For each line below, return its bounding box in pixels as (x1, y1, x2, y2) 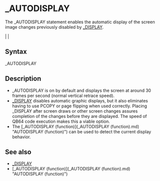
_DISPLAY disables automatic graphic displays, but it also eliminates (12, 98, 148, 103)
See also (5, 148, 32, 156)
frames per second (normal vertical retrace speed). (12, 93, 115, 99)
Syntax (5, 48, 27, 56)
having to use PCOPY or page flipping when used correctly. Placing (12, 103, 147, 109)
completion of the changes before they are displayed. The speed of (12, 113, 147, 119)
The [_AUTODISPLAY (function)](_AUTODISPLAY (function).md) (12, 123, 140, 129)
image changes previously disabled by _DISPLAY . (5, 24, 104, 30)
